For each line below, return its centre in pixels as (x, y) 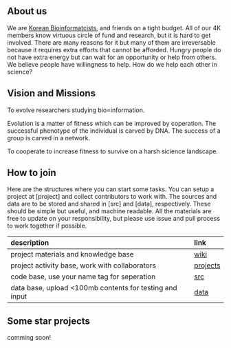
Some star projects (49, 321)
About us (27, 11)
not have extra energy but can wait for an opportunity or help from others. (112, 57)
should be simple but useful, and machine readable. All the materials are (109, 211)
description (30, 243)
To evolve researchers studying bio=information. (76, 110)
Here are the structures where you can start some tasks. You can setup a (111, 189)
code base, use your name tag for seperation (83, 276)
